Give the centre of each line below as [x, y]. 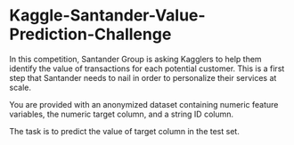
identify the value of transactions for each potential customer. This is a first [147, 68]
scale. [20, 87]
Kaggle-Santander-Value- [108, 16]
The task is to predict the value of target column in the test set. [125, 131]
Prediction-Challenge [90, 34]
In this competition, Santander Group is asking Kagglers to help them [135, 59]
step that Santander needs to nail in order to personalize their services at [143, 77]
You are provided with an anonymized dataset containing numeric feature [144, 104]
